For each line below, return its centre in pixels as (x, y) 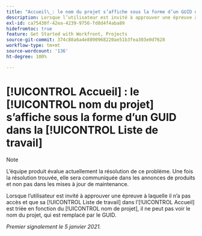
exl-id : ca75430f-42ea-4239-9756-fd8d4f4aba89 (66, 23)
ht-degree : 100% (26, 57)
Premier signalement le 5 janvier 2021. (54, 226)
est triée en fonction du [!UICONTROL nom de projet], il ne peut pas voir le (98, 208)
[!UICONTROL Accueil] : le (73, 92)
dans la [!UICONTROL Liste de (82, 130)
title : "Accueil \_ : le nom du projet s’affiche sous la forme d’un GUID (99, 12)
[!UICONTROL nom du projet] (80, 104)
